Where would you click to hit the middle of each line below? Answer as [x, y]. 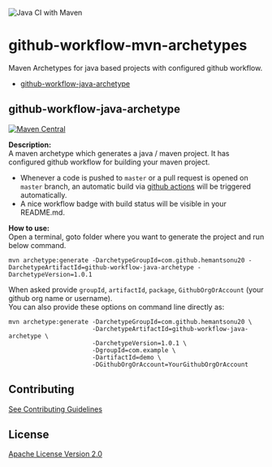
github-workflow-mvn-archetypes [128, 46]
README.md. [42, 212]
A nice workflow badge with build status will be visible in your [123, 203]
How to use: [29, 228]
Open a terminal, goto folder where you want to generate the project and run [136, 237]
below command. [37, 245]
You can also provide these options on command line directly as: [117, 307]
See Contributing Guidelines [56, 409]
